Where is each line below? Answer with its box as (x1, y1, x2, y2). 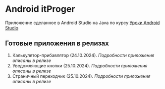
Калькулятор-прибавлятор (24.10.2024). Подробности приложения (12, 52, 155, 58)
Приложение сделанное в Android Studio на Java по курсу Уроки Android (5, 20, 160, 26)
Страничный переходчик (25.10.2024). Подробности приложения (12, 73, 151, 79)
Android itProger (5, 3, 75, 15)
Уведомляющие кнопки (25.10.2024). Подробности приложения (12, 62, 148, 68)
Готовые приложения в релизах (5, 39, 109, 48)
